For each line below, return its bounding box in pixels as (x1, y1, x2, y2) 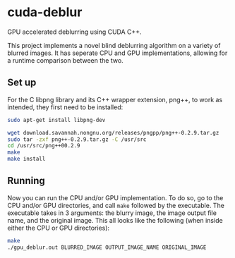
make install (7, 156, 46, 163)
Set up (7, 77, 37, 89)
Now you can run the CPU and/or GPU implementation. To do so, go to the (7, 193, 224, 202)
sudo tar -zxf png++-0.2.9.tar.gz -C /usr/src (7, 135, 147, 143)
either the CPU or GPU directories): (7, 223, 110, 232)
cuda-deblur (7, 4, 83, 20)
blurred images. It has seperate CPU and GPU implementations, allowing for (7, 49, 228, 57)
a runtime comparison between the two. (7, 56, 123, 64)
